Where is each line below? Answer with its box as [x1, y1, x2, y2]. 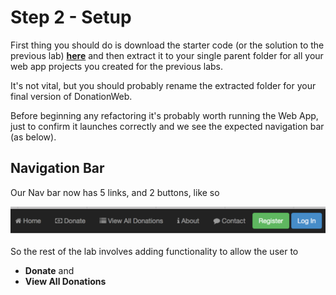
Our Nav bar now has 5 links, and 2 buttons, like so [10, 186, 220, 198]
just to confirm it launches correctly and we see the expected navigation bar [10, 120, 325, 132]
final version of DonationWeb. [10, 90, 133, 102]
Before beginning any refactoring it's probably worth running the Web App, [10, 109, 319, 121]
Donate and [24, 264, 75, 276]
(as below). [10, 131, 57, 143]
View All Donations [24, 275, 107, 287]
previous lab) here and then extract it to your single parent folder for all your [10, 49, 324, 61]
